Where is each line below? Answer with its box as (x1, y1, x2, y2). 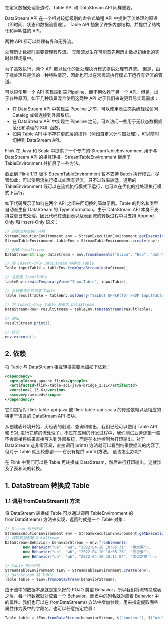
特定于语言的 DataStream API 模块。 (5, 413, 80, 419)
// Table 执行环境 (5, 563, 40, 568)
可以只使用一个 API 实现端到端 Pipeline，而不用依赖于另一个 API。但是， (5, 89, 154, 95)
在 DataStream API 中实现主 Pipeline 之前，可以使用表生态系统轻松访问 (12, 106, 158, 112)
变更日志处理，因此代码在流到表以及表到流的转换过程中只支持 (9, 213, 136, 219)
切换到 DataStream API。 (12, 137, 64, 143)
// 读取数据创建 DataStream (5, 535, 59, 541)
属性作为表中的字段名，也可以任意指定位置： (5, 605, 97, 612)
